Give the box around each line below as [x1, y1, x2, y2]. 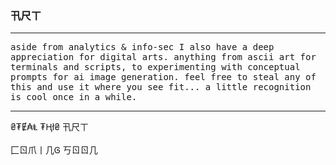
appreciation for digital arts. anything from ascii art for [10, 52, 317, 63]
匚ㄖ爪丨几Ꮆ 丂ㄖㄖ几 [10, 144, 98, 156]
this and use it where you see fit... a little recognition [10, 82, 312, 93]
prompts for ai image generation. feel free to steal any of [10, 72, 317, 83]
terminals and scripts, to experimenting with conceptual [10, 62, 301, 73]
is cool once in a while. [10, 92, 138, 103]
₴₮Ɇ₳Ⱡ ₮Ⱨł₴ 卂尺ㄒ [10, 121, 90, 133]
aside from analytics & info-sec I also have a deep [10, 42, 275, 53]
